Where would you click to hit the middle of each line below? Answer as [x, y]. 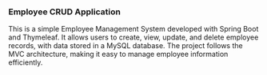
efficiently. [26, 62]
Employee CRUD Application [65, 12]
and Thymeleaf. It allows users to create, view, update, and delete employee [133, 37]
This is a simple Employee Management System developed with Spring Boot [133, 29]
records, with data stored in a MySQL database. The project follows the [126, 46]
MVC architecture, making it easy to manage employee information [118, 54]
